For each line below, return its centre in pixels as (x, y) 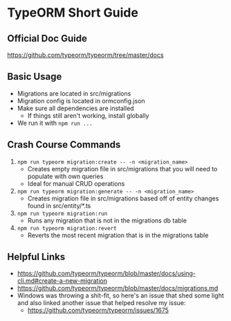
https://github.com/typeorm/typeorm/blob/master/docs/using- (106, 274)
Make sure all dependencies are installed (75, 108)
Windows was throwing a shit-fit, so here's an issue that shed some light (121, 295)
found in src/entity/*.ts (59, 205)
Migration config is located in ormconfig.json (81, 101)
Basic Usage (35, 77)
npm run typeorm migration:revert (67, 228)
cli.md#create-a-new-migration (62, 281)
